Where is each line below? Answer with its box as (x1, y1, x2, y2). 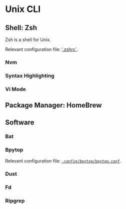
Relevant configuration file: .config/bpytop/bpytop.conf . (5, 157, 121, 163)
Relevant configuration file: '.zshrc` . (5, 46, 78, 52)
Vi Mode (5, 85, 26, 92)
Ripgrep (5, 197, 25, 204)
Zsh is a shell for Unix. (5, 36, 51, 42)
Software (5, 118, 34, 126)
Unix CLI (5, 3, 41, 15)
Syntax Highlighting (5, 72, 55, 79)
